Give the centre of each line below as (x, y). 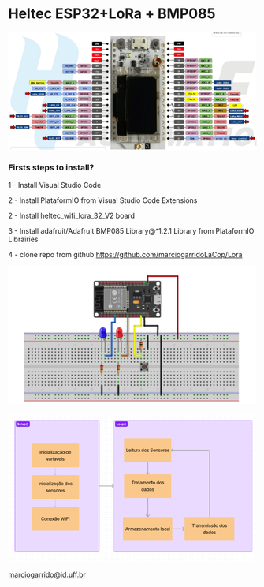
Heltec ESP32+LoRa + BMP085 (112, 14)
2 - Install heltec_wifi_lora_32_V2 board (72, 215)
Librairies (23, 239)
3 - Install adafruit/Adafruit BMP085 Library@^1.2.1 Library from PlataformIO (131, 230)
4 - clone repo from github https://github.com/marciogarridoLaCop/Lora (125, 254)
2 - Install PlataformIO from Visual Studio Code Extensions (103, 200)
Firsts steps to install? (51, 168)
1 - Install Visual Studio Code (55, 185)
